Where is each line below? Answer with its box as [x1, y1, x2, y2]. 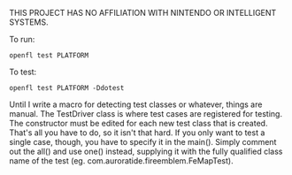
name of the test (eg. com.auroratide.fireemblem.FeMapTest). [9, 156, 234, 166]
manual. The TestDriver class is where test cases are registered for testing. [9, 109, 283, 118]
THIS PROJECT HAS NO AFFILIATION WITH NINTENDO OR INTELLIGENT [9, 8, 277, 18]
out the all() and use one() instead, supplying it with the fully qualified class [9, 146, 283, 156]
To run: [9, 34, 35, 44]
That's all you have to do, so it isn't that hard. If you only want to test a [9, 127, 265, 138]
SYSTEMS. [9, 17, 49, 27]
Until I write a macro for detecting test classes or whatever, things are [9, 99, 263, 110]
